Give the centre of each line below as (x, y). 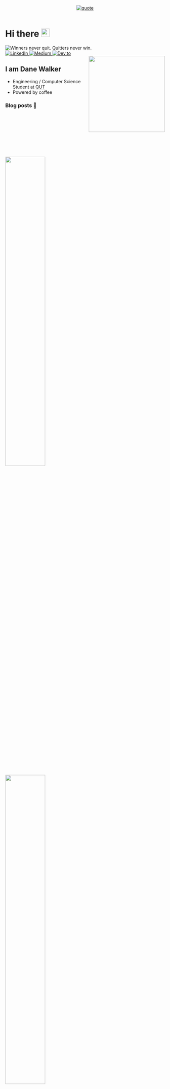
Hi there (22, 34)
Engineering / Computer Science (47, 81)
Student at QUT (29, 87)
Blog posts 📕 (21, 105)
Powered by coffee (32, 92)
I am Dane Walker (33, 69)
